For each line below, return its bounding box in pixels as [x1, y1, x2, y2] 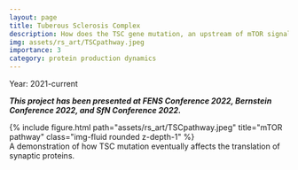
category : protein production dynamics [9, 54, 157, 63]
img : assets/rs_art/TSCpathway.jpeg [9, 37, 145, 47]
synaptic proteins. [9, 151, 75, 160]
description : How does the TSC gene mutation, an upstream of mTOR [9, 29, 264, 38]
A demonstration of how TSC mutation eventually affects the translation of [9, 141, 281, 151]
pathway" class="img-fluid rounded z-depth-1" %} [9, 132, 195, 142]
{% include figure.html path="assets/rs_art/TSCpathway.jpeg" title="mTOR [9, 122, 283, 133]
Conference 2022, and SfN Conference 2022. [9, 105, 182, 115]
